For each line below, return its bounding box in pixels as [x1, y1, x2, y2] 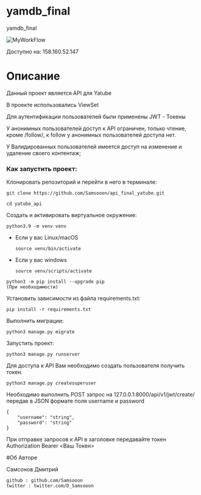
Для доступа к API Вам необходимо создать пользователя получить [6, 362, 185, 369]
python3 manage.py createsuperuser [6, 380, 97, 387]
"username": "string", [17, 415, 75, 421]
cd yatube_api [6, 201, 43, 207]
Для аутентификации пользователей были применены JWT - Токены [6, 112, 186, 120]
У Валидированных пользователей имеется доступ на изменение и [6, 143, 182, 150]
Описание [6, 69, 60, 83]
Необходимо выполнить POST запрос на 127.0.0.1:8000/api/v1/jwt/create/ [6, 391, 195, 398]
